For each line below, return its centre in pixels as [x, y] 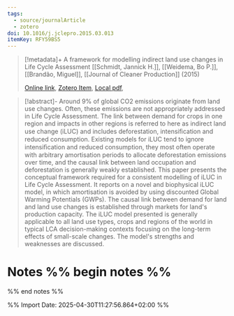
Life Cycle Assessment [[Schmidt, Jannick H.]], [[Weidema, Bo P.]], [121, 67]
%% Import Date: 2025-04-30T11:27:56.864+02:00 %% [88, 305]
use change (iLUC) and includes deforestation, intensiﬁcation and [119, 131]
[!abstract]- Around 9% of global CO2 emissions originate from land [122, 101]
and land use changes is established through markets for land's [116, 207]
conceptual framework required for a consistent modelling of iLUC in [123, 177]
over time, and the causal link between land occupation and [110, 163]
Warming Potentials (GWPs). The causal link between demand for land [125, 200]
